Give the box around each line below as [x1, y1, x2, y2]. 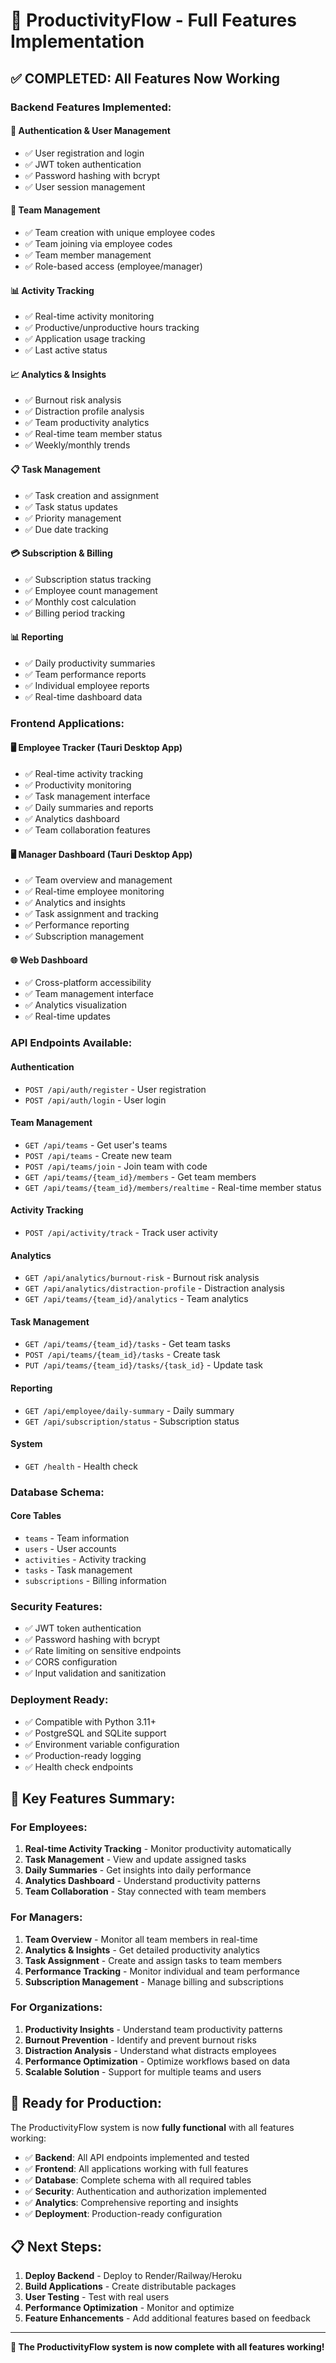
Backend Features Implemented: [10, 100, 172, 114]
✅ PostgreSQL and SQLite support [24, 1727, 167, 1739]
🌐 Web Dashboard [10, 954, 88, 966]
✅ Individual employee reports [24, 679, 150, 691]
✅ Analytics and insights [24, 897, 126, 909]
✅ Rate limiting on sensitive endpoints [24, 1645, 182, 1657]
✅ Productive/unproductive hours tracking [24, 322, 200, 334]
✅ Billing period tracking [24, 607, 126, 619]
